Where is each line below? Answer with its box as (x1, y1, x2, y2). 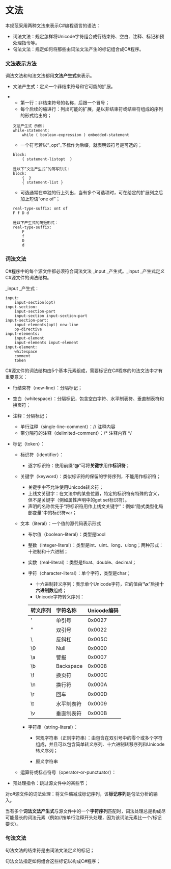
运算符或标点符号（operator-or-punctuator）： (20, 769, 117, 775)
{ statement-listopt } (22, 156, 72, 162)
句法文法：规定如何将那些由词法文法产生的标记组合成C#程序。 (12, 46, 144, 52)
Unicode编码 (87, 607, 119, 614)
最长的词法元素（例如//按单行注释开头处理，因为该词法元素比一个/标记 (14, 814, 162, 821)
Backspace (55, 662, 83, 669)
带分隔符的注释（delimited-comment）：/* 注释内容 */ (20, 430, 132, 436)
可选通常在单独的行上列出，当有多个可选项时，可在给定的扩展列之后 (20, 190, 163, 196)
